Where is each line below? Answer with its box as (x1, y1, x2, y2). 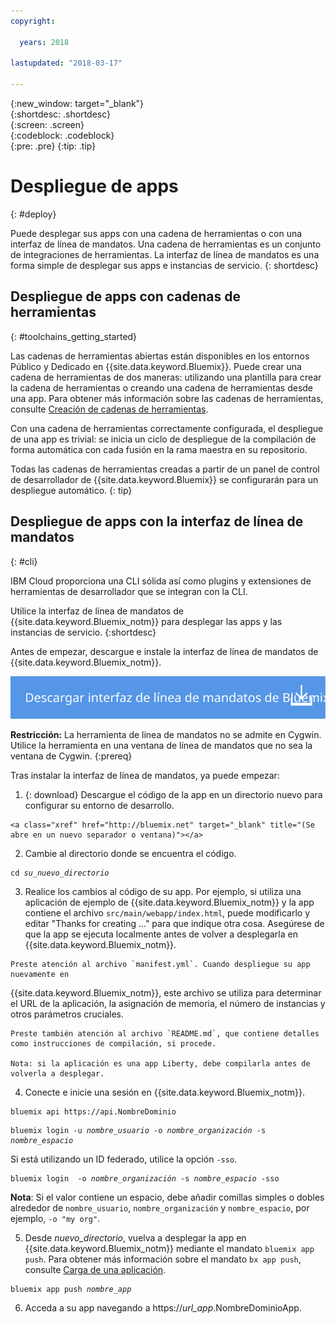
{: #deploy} (10, 208, 57, 220)
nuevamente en (10, 969, 70, 979)
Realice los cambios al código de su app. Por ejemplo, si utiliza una (24, 885, 302, 897)
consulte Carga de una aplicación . (24, 1263, 167, 1275)
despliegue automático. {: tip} (10, 484, 133, 496)
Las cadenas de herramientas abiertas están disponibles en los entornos (10, 350, 310, 362)
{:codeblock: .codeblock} (10, 130, 115, 141)
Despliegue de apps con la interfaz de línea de (10, 513, 304, 530)
